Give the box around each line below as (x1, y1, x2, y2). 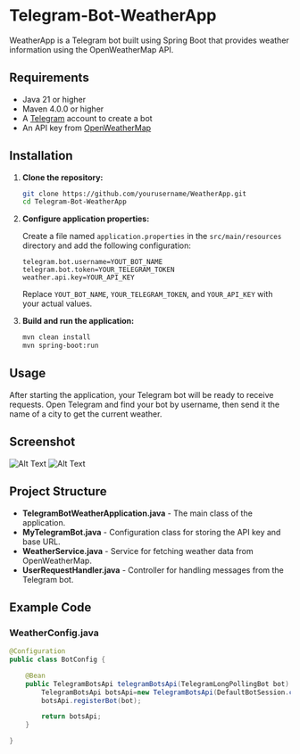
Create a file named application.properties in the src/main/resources (21, 231, 282, 242)
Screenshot (9, 435, 76, 450)
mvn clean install (21, 333, 91, 342)
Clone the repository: (21, 171, 104, 183)
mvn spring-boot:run (21, 341, 99, 351)
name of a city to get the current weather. (9, 408, 162, 419)
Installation (9, 148, 73, 163)
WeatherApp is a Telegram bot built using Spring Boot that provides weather (9, 35, 290, 46)
